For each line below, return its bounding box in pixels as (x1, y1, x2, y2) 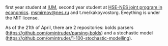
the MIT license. (5, 15, 39, 20)
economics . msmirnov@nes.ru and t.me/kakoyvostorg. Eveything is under (5, 9, 160, 15)
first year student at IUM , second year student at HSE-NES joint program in (5, 4, 163, 10)
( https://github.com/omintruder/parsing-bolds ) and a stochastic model (5, 30, 153, 35)
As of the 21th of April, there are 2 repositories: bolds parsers (5, 24, 134, 30)
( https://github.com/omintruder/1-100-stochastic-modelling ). (5, 35, 132, 41)
